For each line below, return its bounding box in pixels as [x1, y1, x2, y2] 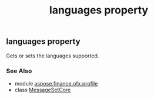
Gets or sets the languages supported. [6, 52, 99, 59]
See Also [6, 67, 32, 75]
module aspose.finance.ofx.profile [14, 80, 98, 87]
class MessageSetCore [14, 86, 71, 93]
